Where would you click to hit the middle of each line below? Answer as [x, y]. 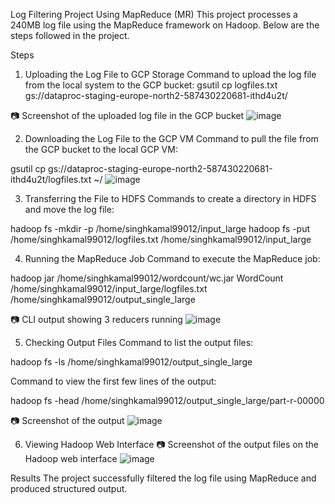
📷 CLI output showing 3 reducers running [96, 319]
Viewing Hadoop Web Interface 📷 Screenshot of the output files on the [171, 444]
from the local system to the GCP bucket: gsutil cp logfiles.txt [151, 85]
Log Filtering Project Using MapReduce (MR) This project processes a [154, 14]
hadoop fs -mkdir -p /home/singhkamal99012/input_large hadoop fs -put [160, 228]
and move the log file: [69, 209]
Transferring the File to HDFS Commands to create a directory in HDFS [170, 198]
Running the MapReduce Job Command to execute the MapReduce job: [172, 258]
